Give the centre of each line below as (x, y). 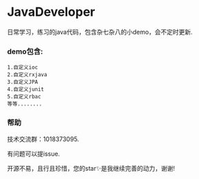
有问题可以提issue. (34, 154)
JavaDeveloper (51, 12)
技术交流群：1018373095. (43, 139)
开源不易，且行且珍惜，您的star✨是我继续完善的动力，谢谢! (91, 168)
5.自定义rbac (24, 97)
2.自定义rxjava (27, 75)
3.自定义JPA (23, 82)
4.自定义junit (26, 89)
